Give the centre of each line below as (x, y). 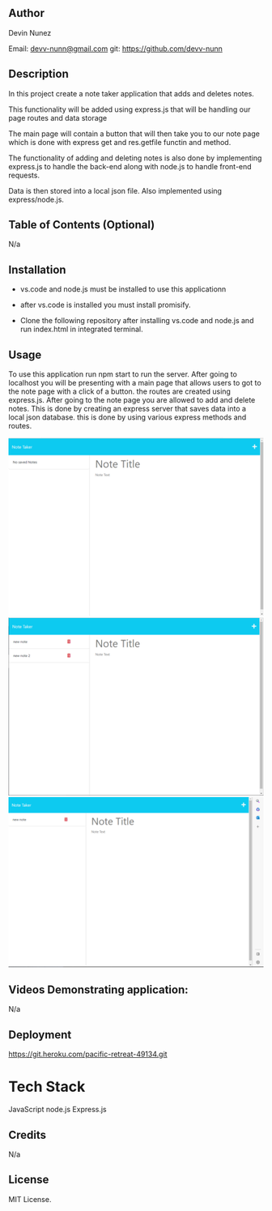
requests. (24, 175)
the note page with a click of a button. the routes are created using (119, 391)
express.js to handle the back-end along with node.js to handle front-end (130, 166)
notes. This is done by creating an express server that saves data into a (127, 409)
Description (38, 74)
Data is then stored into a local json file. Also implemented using (115, 190)
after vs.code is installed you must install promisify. (106, 305)
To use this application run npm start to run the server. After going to (123, 374)
